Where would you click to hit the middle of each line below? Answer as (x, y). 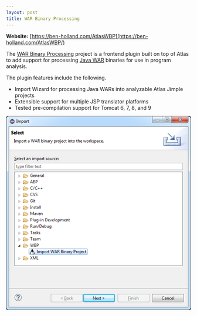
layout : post (22, 12)
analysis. (17, 66)
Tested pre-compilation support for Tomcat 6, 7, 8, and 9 (83, 107)
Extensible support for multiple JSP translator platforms (81, 101)
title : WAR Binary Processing (43, 19)
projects (25, 95)
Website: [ (19, 36)
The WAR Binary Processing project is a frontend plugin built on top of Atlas (98, 53)
